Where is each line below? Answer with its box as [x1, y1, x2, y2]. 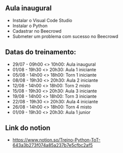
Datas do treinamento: [5, 48, 76, 57]
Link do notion [5, 124, 51, 132]
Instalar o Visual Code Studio [12, 17, 72, 23]
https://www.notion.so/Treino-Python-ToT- [12, 137, 101, 143]
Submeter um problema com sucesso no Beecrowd [12, 33, 118, 39]
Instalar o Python [12, 23, 48, 29]
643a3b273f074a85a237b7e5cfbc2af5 [12, 142, 93, 148]
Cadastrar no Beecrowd [12, 28, 61, 34]
